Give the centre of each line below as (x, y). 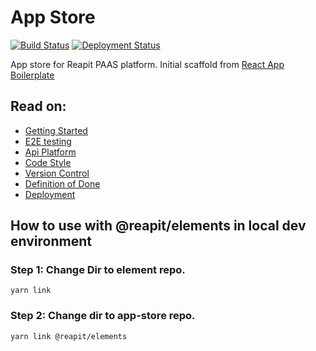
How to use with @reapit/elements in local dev (158, 226)
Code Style (48, 162)
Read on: (38, 106)
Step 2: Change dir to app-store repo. (103, 316)
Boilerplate (32, 75)
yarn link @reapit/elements (69, 336)
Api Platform (50, 152)
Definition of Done (62, 183)
